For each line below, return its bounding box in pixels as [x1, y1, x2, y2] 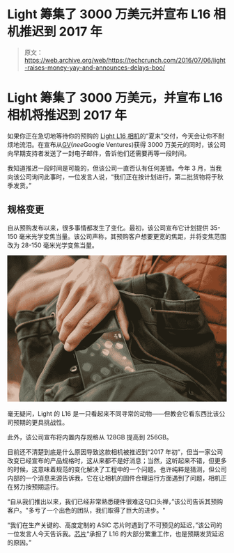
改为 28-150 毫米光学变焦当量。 [7, 241, 99, 249]
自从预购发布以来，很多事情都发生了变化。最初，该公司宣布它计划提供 [7, 224, 209, 232]
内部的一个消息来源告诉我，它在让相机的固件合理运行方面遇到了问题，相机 [7, 474, 221, 482]
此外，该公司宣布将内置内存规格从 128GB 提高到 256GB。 [7, 433, 173, 441]
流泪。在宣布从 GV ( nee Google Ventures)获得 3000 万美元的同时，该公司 [19, 140, 226, 148]
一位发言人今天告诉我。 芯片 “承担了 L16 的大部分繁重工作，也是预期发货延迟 [7, 529, 224, 538]
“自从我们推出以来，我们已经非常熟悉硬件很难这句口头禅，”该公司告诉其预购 [7, 497, 224, 506]
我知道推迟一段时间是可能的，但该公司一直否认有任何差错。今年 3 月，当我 [7, 164, 222, 172]
